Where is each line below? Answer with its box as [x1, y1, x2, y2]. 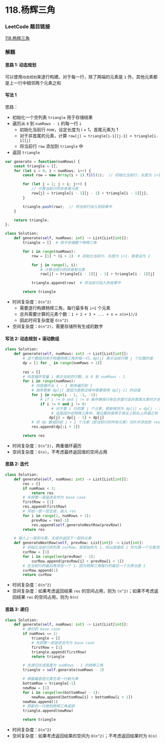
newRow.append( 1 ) [23, 699, 58, 704]
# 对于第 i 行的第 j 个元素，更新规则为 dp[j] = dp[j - [51, 406, 157, 411]
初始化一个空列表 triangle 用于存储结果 [12, 114, 93, 120]
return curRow [23, 573, 52, 578]
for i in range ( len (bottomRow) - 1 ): [23, 690, 100, 695]
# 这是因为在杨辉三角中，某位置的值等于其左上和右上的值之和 [51, 411, 158, 415]
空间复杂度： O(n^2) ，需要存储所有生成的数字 [12, 324, 103, 330]
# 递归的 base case [23, 627, 60, 632]
